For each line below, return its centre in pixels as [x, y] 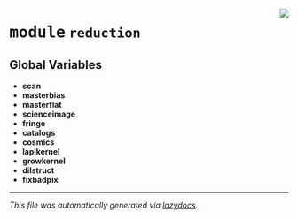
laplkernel [41, 151]
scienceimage [49, 114]
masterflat [42, 105]
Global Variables [55, 65]
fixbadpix [40, 180]
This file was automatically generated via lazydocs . [104, 205]
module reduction [75, 33]
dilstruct [38, 170]
